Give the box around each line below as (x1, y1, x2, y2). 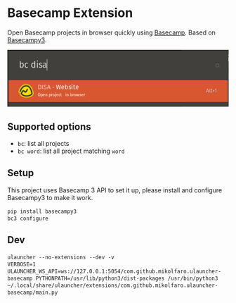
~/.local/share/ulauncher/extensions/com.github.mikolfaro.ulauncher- (7, 282, 218, 289)
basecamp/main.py (7, 289, 58, 296)
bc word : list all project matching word (17, 147, 125, 156)
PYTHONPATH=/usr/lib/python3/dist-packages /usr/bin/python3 (35, 275, 218, 282)
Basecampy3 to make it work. (7, 193, 93, 202)
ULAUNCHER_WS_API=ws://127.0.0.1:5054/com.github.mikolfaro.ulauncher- (7, 268, 221, 275)
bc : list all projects (17, 140, 70, 148)
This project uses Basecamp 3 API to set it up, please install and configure (7, 185, 223, 194)
